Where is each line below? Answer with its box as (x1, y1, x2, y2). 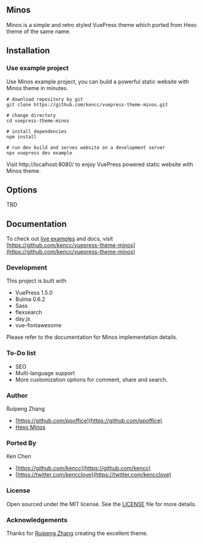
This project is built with (6, 277, 67, 284)
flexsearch (15, 309, 42, 316)
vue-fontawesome (15, 322, 62, 329)
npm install (6, 134, 37, 140)
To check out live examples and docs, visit (6, 235, 113, 243)
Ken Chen (6, 453, 32, 460)
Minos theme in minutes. (6, 84, 68, 91)
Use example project (6, 64, 69, 72)
